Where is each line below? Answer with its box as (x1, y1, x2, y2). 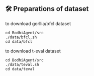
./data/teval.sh (5, 62, 39, 67)
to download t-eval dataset (5, 48, 61, 54)
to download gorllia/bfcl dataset (5, 20, 71, 27)
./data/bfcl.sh (5, 35, 37, 40)
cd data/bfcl (5, 39, 33, 44)
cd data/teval (5, 66, 35, 71)
